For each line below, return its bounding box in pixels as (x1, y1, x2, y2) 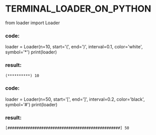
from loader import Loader (5, 20, 60, 26)
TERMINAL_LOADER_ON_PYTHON (5, 3, 151, 15)
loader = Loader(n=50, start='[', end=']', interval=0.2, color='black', (5, 96, 145, 102)
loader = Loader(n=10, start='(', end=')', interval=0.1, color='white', (5, 44, 143, 50)
